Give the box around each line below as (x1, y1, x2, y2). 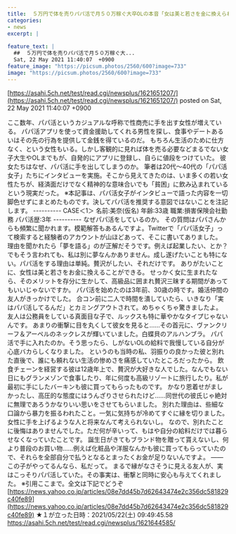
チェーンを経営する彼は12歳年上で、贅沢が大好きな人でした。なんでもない (13, 364, 228, 373)
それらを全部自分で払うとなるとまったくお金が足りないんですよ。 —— (19, 452, 223, 461)
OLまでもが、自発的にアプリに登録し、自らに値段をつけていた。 (31, 153, 219, 162)
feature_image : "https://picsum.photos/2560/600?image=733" (7, 63, 188, 70)
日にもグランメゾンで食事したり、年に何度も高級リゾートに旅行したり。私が (7, 373, 228, 382)
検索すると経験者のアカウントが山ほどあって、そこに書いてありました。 (13, 232, 222, 241)
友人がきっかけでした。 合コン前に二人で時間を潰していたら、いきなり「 (7, 294, 218, 303)
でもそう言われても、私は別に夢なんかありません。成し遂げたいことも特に (7, 250, 222, 259)
